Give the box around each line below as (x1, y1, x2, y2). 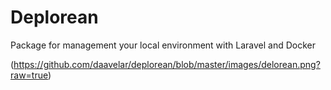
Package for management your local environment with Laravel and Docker (10, 39, 316, 51)
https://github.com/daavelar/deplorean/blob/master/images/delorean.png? (13, 58, 321, 70)
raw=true (10, 69, 48, 81)
